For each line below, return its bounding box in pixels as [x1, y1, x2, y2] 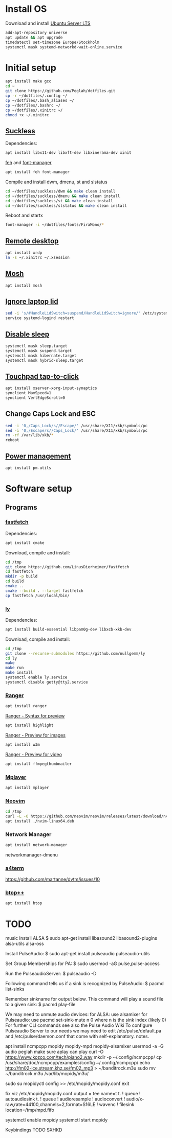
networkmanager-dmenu [5, 851, 58, 857]
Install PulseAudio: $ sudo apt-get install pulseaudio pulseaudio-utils [5, 951, 150, 957]
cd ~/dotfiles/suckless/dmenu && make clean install [5, 194, 120, 199]
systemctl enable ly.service [5, 675, 68, 680]
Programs [5, 503, 37, 512]
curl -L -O [5, 814, 29, 819]
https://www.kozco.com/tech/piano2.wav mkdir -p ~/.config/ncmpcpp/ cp [5, 1054, 162, 1060]
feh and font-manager [5, 160, 52, 166]
